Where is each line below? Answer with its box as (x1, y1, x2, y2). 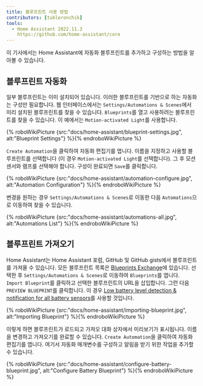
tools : (6, 20, 23, 26)
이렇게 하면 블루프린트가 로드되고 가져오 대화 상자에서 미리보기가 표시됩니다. (6, 325, 186, 333)
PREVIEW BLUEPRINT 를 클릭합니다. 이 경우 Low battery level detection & (6, 286, 177, 294)
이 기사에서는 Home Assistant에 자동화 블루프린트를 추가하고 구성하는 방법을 (6, 49, 188, 57)
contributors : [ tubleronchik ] (6, 15, 83, 21)
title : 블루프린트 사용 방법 (6, 9, 68, 15)
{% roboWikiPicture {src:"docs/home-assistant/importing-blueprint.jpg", (6, 306, 187, 314)
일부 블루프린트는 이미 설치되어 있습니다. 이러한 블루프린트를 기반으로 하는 (6, 93, 181, 100)
